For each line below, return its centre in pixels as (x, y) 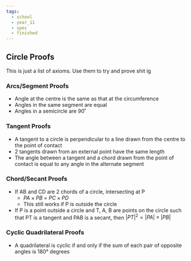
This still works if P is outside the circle (70, 204)
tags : (13, 11)
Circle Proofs (30, 57)
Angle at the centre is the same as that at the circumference (86, 99)
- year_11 (23, 22)
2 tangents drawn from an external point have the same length (90, 151)
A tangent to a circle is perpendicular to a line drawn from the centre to (100, 139)
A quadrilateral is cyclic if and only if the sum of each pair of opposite (98, 245)
